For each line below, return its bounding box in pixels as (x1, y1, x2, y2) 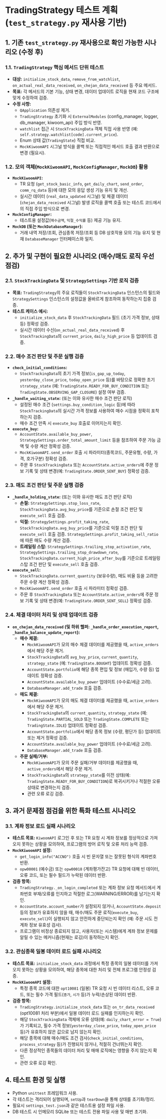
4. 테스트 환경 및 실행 (5, 1076, 66, 1084)
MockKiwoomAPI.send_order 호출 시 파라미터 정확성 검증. (19, 585, 129, 591)
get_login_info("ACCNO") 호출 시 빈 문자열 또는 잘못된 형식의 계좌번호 (19, 853, 157, 859)
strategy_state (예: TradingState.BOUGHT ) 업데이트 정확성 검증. (27, 660, 153, 666)
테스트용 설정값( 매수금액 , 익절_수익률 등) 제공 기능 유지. (19, 217, 122, 223)
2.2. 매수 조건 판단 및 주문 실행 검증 (5, 353, 84, 360)
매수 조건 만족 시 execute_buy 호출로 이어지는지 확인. (19, 420, 122, 426)
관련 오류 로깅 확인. (19, 1060, 57, 1066)
